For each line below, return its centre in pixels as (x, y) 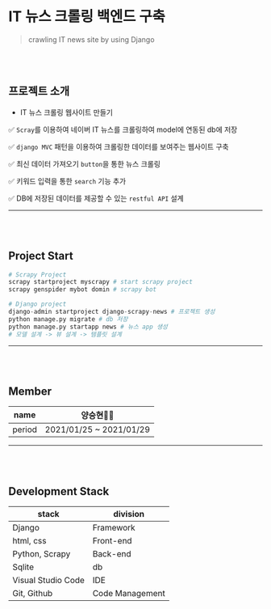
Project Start (41, 256)
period (25, 429)
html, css (29, 541)
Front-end (112, 541)
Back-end (112, 554)
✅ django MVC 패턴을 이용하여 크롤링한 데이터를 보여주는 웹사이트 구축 (119, 146)
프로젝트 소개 (39, 91)
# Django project (38, 304)
